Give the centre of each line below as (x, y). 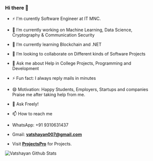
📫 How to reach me (32, 114)
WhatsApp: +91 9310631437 (40, 125)
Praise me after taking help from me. (49, 95)
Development (25, 69)
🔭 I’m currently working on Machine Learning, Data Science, (72, 30)
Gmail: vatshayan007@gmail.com (47, 134)
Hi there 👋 (17, 8)
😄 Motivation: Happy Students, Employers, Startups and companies (80, 89)
